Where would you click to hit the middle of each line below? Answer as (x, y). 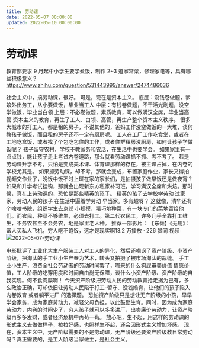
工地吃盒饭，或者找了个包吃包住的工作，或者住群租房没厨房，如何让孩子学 (97, 142)
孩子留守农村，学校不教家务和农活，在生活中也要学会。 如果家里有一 (107, 149)
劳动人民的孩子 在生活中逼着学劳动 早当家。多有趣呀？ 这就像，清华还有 (104, 201)
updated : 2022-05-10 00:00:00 (44, 22)
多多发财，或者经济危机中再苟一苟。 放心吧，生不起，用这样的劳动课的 (103, 317)
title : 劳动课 (22, 12)
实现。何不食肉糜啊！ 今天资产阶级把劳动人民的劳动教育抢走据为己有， (97, 280)
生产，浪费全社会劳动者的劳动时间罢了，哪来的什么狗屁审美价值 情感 (100, 265)
